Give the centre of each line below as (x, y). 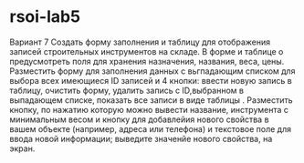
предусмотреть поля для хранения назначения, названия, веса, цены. (147, 61)
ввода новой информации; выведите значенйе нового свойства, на (141, 138)
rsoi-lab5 (45, 17)
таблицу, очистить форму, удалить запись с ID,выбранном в (127, 90)
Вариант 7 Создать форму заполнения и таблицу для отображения (140, 42)
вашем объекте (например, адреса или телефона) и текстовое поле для (151, 128)
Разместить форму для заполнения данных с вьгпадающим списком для (152, 71)
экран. (22, 148)
